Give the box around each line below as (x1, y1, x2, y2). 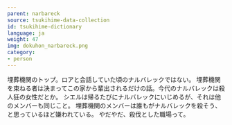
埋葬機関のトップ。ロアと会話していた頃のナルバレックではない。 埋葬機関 (7, 75, 221, 83)
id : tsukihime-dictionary (7, 23, 82, 30)
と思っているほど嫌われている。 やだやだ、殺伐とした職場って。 (7, 110, 190, 118)
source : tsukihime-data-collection (7, 17, 110, 24)
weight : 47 (7, 36, 39, 43)
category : (7, 49, 36, 56)
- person (7, 56, 33, 62)
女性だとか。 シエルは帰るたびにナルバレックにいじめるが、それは (25, 92, 215, 101)
